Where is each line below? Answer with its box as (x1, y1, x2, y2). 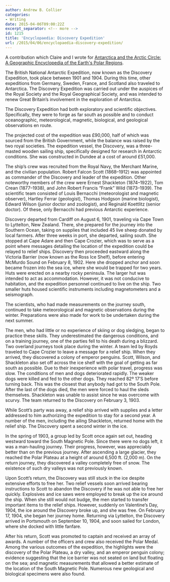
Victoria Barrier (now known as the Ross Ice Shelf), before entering (5, 254, 145, 260)
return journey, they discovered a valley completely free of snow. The (5, 460, 150, 466)
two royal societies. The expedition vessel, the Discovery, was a (5, 143, 139, 149)
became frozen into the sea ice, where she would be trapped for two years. (5, 264, 162, 271)
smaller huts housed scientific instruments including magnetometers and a (5, 286, 161, 292)
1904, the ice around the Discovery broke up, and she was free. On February (5, 507, 165, 513)
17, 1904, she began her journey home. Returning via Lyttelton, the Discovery (5, 512, 165, 519)
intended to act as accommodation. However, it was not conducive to (5, 275, 150, 281)
